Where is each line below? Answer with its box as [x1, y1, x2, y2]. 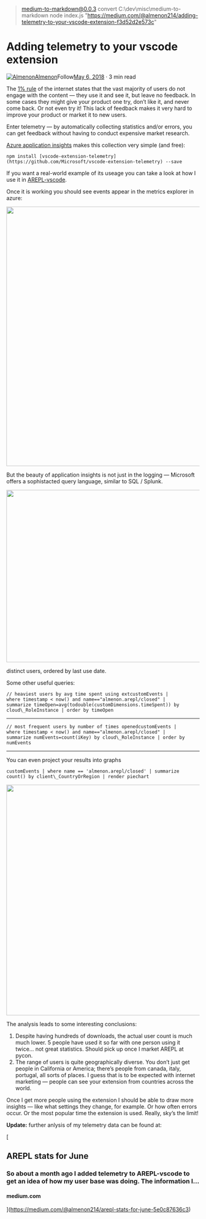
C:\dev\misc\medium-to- [118, 6, 181, 12]
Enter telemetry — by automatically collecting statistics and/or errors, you [6, 123, 193, 130]
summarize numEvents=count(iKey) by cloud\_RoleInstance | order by [6, 734, 185, 741]
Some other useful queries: [6, 679, 75, 687]
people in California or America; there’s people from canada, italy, [15, 1065, 181, 1072]
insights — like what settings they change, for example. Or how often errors [6, 1102, 197, 1110]
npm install [6, 153, 37, 159]
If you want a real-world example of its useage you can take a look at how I [6, 169, 196, 177]
